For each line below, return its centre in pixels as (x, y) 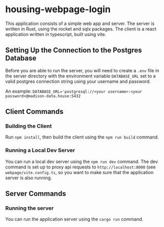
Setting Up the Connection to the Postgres (74, 50)
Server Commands (36, 194)
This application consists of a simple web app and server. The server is (80, 23)
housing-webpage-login (58, 9)
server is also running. (29, 178)
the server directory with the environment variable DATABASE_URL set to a (81, 76)
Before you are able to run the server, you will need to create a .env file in (82, 70)
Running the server (30, 208)
